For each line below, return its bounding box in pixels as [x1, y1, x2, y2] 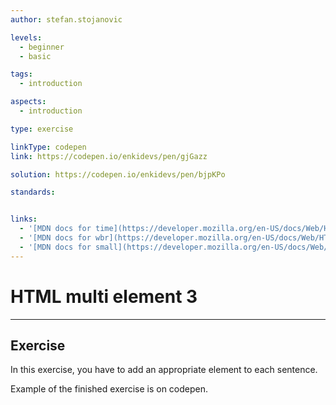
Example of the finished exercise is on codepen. [10, 383, 209, 395]
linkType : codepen [10, 142, 87, 152]
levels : [10, 32, 43, 43]
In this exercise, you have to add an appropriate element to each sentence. [10, 364, 318, 376]
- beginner [19, 42, 65, 52]
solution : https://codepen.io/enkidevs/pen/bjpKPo [10, 169, 226, 180]
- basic [19, 51, 52, 61]
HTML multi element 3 [10, 285, 198, 308]
